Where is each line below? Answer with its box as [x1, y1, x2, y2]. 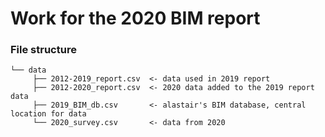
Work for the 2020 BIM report [10, 7, 261, 30]
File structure [10, 43, 77, 57]
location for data [10, 109, 87, 119]
